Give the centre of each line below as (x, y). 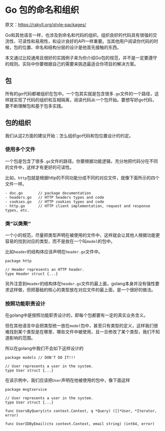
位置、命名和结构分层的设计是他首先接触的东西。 (71, 47)
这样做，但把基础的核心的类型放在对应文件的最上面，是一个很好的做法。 (82, 290)
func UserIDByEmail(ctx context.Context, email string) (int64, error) (80, 424)
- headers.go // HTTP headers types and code (55, 197)
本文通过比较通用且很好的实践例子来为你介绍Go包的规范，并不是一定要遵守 (81, 57)
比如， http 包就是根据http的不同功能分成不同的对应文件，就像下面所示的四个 (82, 178)
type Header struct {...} (31, 274)
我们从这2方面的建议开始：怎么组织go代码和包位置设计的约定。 (69, 135)
